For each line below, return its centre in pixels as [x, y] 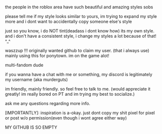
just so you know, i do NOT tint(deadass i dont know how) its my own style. [80, 31]
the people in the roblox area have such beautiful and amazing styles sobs [79, 7]
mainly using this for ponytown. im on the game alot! [57, 56]
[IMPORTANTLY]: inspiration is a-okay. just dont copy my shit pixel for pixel [80, 113]
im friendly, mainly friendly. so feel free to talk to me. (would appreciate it [78, 89]
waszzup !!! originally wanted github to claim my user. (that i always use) [77, 51]
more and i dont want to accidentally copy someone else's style [68, 22]
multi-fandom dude [24, 65]
